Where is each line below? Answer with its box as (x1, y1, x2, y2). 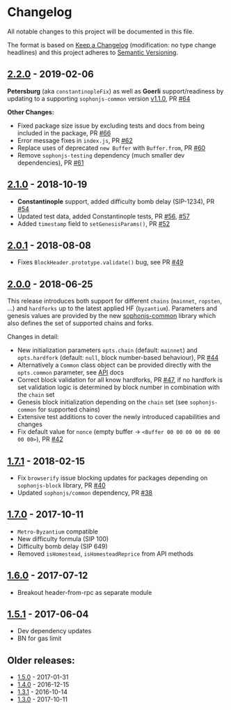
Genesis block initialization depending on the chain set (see (17, 398, 189, 407)
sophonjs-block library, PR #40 (17, 481, 106, 489)
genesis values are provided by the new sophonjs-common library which (7, 312, 216, 320)
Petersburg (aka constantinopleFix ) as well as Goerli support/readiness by (7, 86, 224, 95)
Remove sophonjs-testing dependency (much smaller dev (17, 151, 185, 159)
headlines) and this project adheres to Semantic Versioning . (7, 48, 179, 56)
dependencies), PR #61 (17, 158, 84, 167)
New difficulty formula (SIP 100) (17, 534, 109, 543)
